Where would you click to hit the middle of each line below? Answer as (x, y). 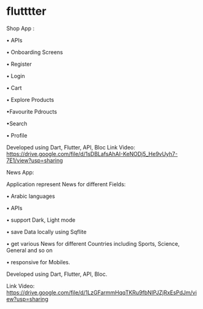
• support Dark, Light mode (41, 220)
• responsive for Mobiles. (38, 262)
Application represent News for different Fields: (66, 184)
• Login (16, 76)
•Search (17, 123)
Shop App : (20, 28)
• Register (19, 64)
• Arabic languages (31, 196)
